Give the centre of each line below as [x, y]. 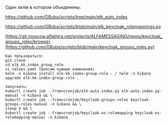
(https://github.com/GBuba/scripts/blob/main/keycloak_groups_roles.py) [80, 47]
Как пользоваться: [24, 56]
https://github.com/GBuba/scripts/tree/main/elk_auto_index [66, 17]
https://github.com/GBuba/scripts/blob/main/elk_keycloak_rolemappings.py [83, 26]
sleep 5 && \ [19, 108]
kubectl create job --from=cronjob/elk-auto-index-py [62, 91]
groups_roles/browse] [28, 41]
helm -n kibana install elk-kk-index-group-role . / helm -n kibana [78, 73]
